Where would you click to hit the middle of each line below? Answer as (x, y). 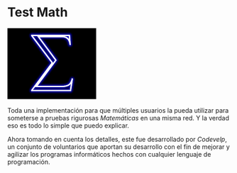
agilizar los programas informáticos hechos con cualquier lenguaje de (109, 154)
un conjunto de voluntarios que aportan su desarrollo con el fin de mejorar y (119, 147)
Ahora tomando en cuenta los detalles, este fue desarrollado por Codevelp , (117, 139)
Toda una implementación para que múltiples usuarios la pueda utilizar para (118, 110)
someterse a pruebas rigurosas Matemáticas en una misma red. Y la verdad (118, 118)
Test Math (38, 12)
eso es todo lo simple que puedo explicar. (68, 125)
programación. (29, 162)
